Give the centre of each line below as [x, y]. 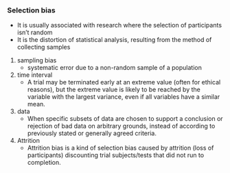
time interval [35, 75]
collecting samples [44, 47]
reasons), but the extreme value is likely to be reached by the [114, 90]
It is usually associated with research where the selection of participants [119, 25]
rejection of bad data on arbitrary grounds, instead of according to [121, 126]
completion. [44, 163]
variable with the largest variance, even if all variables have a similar [124, 97]
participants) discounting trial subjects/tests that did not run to [116, 155]
